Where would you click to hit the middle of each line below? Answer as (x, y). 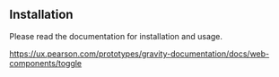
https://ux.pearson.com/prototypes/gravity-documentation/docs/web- (139, 54)
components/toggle (46, 63)
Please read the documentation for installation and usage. (116, 36)
